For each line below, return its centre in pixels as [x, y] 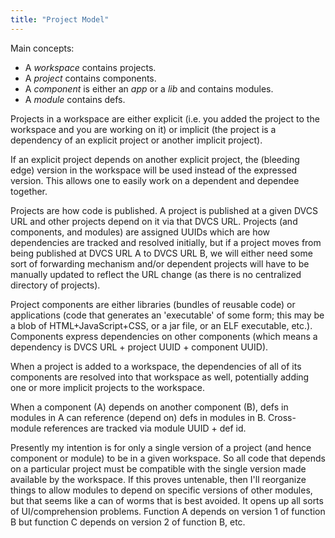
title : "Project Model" [60, 19]
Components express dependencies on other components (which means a [164, 336]
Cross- [282, 417]
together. [29, 191]
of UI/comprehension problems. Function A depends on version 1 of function [168, 511]
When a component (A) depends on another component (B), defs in [149, 407]
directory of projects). [55, 285]
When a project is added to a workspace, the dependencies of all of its [156, 366]
